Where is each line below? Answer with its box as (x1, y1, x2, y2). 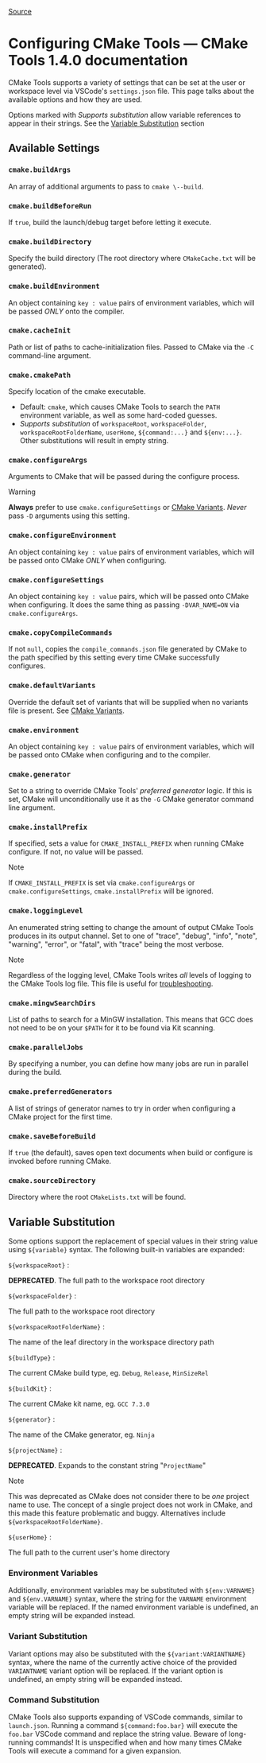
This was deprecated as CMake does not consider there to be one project (8, 1492, 250, 1501)
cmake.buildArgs (8, 165, 71, 174)
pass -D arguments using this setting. (8, 511, 130, 520)
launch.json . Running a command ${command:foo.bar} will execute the (8, 1720, 238, 1730)
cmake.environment (8, 726, 79, 734)
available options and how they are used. (8, 95, 143, 104)
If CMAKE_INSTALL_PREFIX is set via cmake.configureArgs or (8, 878, 195, 888)
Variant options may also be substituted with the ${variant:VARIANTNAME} (8, 1648, 246, 1658)
